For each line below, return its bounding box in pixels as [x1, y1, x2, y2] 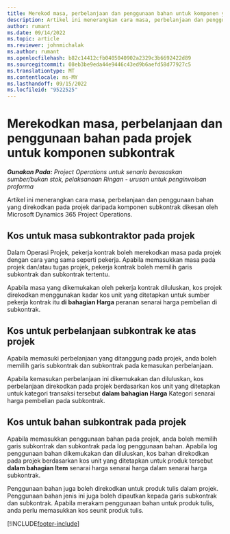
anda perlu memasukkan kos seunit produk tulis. [7, 506, 144, 514]
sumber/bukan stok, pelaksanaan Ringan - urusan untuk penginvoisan [7, 175, 207, 184]
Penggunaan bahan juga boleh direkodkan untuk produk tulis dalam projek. [7, 484, 219, 492]
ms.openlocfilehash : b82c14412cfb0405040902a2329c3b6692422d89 [7, 55, 192, 62]
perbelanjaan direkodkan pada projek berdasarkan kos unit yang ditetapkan [7, 382, 220, 390]
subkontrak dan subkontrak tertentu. [7, 270, 110, 278]
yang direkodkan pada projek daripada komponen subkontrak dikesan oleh [7, 203, 218, 211]
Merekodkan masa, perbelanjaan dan [7, 116, 223, 132]
